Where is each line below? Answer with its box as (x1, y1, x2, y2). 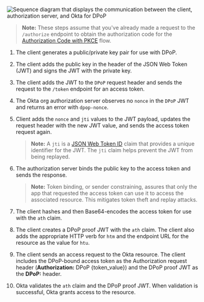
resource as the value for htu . (15, 239, 90, 246)
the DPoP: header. (15, 270, 62, 277)
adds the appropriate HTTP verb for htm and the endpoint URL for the (15, 233, 189, 240)
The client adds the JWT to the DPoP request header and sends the (15, 79, 183, 86)
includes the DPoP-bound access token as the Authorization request (15, 258, 188, 264)
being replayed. (30, 153, 70, 160)
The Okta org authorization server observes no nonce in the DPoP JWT (15, 97, 189, 104)
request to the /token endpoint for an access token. (15, 85, 145, 93)
